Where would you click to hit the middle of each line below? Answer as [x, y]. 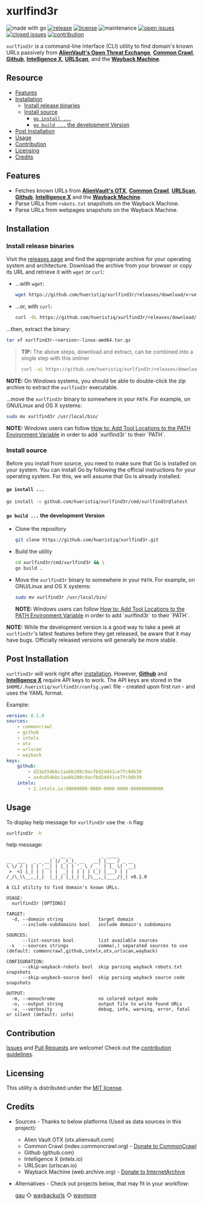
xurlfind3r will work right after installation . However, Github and [87, 674]
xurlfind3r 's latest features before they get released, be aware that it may [99, 633]
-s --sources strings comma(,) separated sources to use [98, 946]
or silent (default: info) [40, 1015]
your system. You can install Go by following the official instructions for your [101, 470]
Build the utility [34, 551]
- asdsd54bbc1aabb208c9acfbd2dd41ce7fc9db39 [85, 778]
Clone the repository [40, 529]
